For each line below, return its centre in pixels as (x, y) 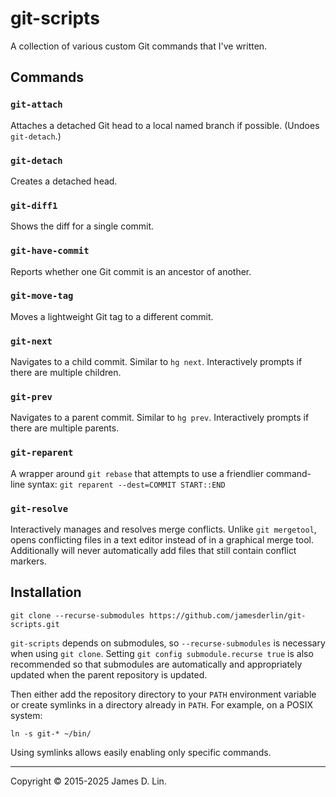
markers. (28, 561)
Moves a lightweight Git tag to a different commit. (112, 316)
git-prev (31, 397)
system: (26, 715)
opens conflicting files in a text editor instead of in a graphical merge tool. (162, 540)
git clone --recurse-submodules (77, 615)
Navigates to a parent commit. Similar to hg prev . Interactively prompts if (160, 418)
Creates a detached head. (64, 181)
